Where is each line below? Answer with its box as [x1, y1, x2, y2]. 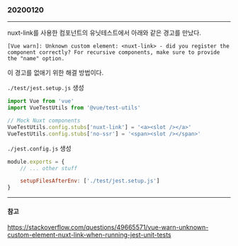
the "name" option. [7, 55, 65, 62]
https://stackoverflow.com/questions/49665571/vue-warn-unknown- [7, 223, 209, 232]
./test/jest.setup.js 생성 [7, 84, 84, 92]
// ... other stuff [20, 164, 78, 172]
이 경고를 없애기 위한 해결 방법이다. [7, 69, 104, 77]
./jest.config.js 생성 [7, 144, 72, 152]
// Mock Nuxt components [7, 117, 81, 125]
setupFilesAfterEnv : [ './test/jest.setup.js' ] [20, 177, 160, 185]
